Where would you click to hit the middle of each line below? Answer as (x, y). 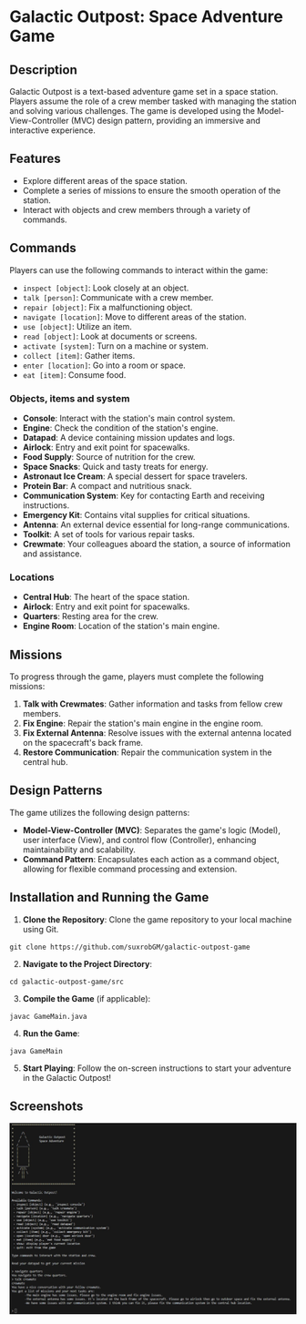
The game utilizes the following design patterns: (100, 812)
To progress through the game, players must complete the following (137, 677)
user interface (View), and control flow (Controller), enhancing (139, 840)
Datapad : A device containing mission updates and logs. (128, 437)
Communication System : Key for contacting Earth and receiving (144, 495)
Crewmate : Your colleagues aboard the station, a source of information (157, 544)
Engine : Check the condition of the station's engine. (120, 428)
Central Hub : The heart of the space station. (106, 597)
